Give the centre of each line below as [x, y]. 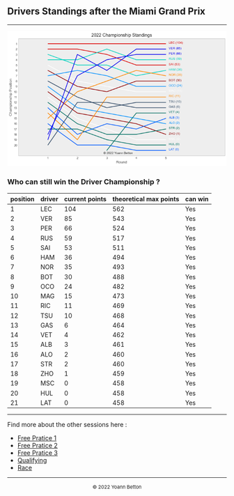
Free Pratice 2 [37, 446]
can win [197, 199]
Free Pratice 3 [37, 453]
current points [85, 199]
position [22, 199]
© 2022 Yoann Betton [117, 487]
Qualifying [32, 460]
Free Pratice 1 [37, 438]
